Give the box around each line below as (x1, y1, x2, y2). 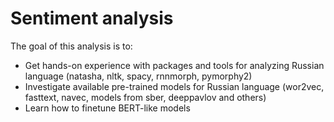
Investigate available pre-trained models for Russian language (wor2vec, (24, 80, 325, 92)
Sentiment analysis (10, 7, 174, 30)
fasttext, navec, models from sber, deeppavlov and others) (24, 91, 267, 103)
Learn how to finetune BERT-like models (24, 102, 191, 114)
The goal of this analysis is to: (10, 40, 133, 52)
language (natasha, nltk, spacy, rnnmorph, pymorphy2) (24, 70, 253, 82)
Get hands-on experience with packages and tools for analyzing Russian (24, 59, 325, 71)
